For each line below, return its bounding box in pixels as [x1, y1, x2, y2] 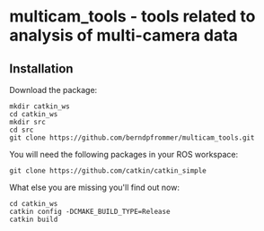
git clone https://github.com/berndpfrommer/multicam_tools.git [9, 133, 255, 142]
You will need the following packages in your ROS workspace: [9, 150, 239, 159]
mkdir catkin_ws [9, 102, 70, 111]
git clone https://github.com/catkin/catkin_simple [9, 167, 207, 175]
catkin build [9, 215, 58, 224]
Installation [9, 61, 74, 76]
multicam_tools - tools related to [9, 6, 256, 27]
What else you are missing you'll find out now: [9, 182, 180, 192]
